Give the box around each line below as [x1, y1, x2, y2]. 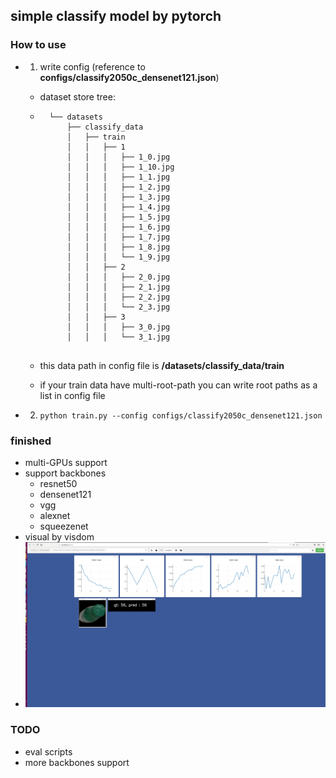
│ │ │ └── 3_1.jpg [66, 332, 171, 342]
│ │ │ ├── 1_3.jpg [66, 192, 171, 202]
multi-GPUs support [24, 456, 108, 468]
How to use [10, 38, 67, 52]
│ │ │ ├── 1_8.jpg [66, 242, 171, 252]
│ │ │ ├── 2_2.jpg [66, 292, 171, 302]
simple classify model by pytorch [10, 8, 222, 25]
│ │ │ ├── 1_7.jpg [66, 232, 171, 242]
